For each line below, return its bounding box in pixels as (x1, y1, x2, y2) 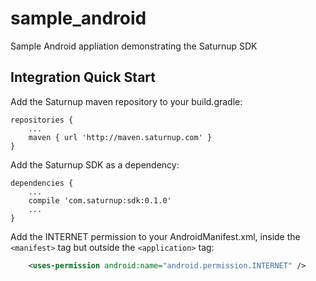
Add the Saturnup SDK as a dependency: (10, 158, 180, 171)
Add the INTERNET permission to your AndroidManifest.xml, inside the (10, 230, 301, 242)
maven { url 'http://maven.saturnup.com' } (28, 132, 213, 142)
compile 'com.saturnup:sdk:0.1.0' (28, 195, 172, 206)
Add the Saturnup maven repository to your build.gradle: (10, 95, 243, 107)
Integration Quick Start (10, 69, 156, 86)
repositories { (10, 115, 74, 125)
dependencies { (10, 178, 74, 188)
